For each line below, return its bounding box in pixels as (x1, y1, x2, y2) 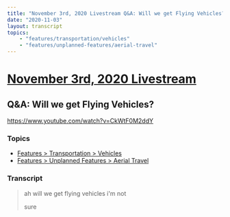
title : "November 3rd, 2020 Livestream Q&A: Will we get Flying (7, 10, 194, 17)
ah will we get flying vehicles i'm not (23, 189, 127, 197)
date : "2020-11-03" (7, 16, 63, 23)
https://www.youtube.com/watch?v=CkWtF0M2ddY (7, 117, 154, 125)
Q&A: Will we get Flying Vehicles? (7, 99, 155, 110)
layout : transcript (7, 23, 63, 29)
